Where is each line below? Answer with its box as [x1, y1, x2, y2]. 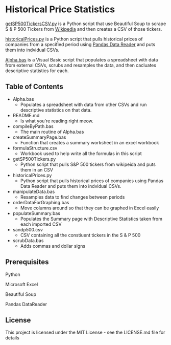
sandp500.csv [12, 226, 43, 232]
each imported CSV [20, 221, 62, 227]
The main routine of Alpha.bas [20, 128, 84, 135]
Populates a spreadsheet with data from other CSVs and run [20, 101, 147, 107]
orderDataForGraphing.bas [12, 199, 69, 205]
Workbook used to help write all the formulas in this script [20, 150, 142, 157]
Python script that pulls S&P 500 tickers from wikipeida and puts [20, 161, 156, 167]
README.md [12, 112, 40, 118]
